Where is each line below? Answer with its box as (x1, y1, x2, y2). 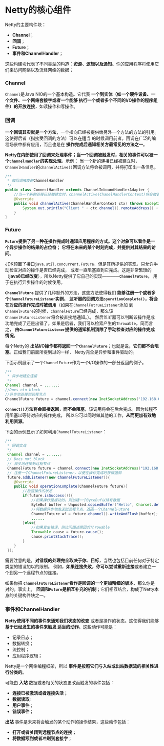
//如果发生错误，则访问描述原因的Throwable (31, 525, 110, 530)
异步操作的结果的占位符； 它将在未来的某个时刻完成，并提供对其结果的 (9, 244, 152, 250)
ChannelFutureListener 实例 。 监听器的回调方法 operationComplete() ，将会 (9, 296, 158, 301)
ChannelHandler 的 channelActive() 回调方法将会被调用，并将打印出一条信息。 (5, 164, 159, 170)
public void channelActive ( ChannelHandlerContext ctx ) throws (14, 201, 143, 206)
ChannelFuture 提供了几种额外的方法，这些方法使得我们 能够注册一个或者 (5, 290, 151, 296)
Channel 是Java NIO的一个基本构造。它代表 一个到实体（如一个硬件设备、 (5, 91, 151, 97)
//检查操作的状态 (22, 489, 53, 494)
